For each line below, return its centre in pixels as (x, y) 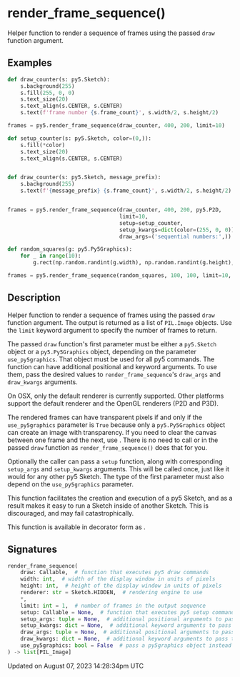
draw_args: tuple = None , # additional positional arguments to (120, 632)
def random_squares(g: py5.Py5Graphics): (70, 249)
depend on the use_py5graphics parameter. (71, 484)
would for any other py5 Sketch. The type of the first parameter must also (116, 476)
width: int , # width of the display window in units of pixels (118, 579)
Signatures (32, 550)
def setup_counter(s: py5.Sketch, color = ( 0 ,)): (80, 138)
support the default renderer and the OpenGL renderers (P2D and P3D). (113, 403)
